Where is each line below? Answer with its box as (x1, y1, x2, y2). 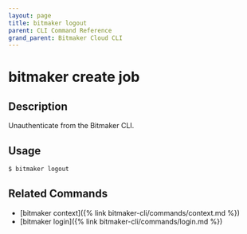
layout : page (8, 11, 52, 20)
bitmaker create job (8, 68, 140, 86)
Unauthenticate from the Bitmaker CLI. (8, 121, 135, 131)
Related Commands (8, 187, 108, 201)
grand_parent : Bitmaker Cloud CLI (8, 33, 123, 42)
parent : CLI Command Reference (8, 26, 112, 34)
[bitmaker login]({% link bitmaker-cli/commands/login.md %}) (19, 216, 223, 226)
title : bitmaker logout (8, 19, 88, 27)
